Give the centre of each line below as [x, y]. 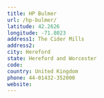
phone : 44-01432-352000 [41, 78]
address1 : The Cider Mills [46, 39]
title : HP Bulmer [32, 13]
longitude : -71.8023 [37, 33]
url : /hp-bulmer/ [32, 20]
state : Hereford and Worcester [52, 59]
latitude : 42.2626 [33, 26]
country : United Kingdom [43, 71]
